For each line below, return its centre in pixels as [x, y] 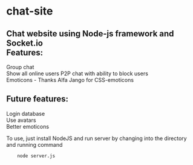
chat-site [30, 11]
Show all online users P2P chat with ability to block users [77, 73]
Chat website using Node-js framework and [90, 34]
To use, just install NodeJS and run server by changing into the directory [97, 138]
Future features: [37, 99]
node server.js [36, 156]
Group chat [20, 67]
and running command [34, 144]
